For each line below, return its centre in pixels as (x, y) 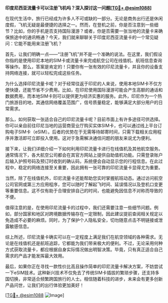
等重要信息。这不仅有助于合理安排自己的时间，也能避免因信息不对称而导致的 (84, 191)
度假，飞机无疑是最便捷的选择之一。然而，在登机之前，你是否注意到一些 (79, 25)
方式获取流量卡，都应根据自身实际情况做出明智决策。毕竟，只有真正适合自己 (84, 249)
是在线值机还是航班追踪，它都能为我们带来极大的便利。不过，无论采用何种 (86, 243)
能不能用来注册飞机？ (40, 44)
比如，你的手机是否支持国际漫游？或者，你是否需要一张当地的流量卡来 (86, 31)
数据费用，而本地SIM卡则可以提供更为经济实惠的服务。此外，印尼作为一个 (81, 96)
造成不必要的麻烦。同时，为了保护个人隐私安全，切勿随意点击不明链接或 (84, 220)
